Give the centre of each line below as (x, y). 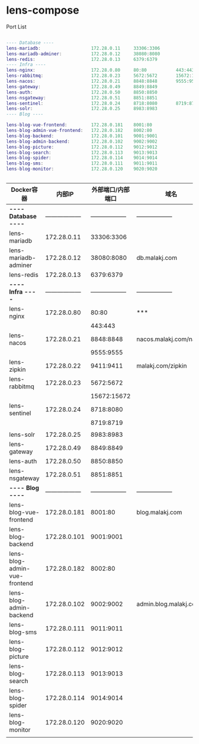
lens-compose (43, 10)
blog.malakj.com (159, 513)
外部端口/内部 (111, 190)
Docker (21, 190)
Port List (16, 27)
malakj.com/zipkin (161, 366)
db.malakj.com (157, 258)
